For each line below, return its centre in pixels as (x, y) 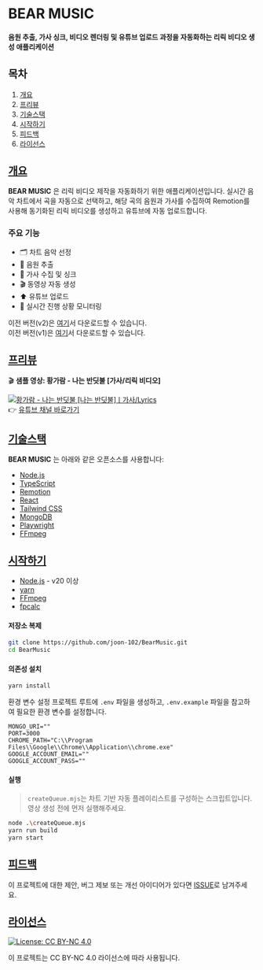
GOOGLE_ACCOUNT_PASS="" (47, 761)
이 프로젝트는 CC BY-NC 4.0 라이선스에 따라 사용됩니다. (94, 957)
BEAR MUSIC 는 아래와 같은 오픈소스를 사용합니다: (86, 459)
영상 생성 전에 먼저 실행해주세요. (77, 809)
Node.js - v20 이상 (49, 581)
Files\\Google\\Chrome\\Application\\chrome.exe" (91, 748)
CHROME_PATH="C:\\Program (50, 741)
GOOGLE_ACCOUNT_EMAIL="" (49, 754)
